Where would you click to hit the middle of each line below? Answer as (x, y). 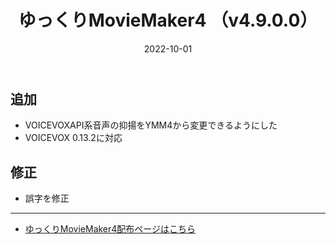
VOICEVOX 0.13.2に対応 (73, 138)
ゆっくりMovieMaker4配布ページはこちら (110, 229)
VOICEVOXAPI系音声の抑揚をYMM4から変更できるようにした (151, 125)
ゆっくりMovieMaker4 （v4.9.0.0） (168, 20)
